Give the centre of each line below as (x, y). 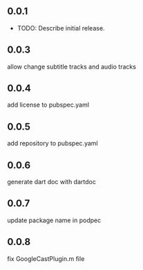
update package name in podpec (54, 220)
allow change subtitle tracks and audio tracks (72, 66)
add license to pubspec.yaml (48, 105)
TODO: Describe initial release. (61, 28)
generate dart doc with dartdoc (52, 182)
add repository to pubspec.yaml (53, 143)
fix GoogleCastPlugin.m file (46, 258)
